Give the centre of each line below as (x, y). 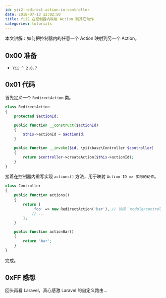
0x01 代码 (20, 85)
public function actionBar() (44, 232)
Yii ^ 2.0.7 (25, 68)
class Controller (23, 186)
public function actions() (42, 195)
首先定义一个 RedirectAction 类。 (39, 97)
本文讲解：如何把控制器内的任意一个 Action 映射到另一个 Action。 (72, 38)
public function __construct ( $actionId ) (56, 125)
